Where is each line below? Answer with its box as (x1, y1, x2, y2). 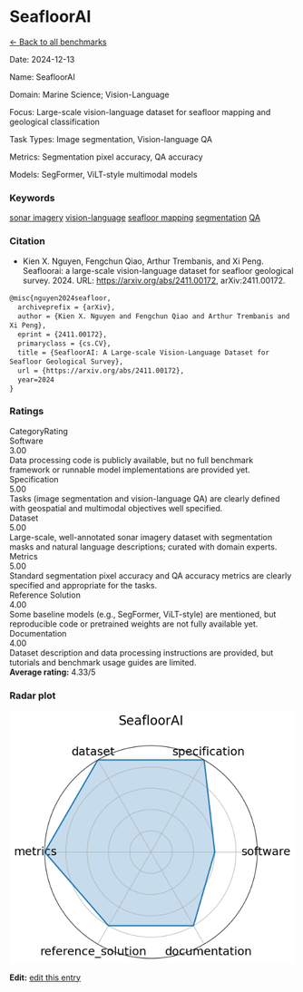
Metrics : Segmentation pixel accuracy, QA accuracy (9, 151, 203, 162)
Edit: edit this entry (9, 972, 82, 983)
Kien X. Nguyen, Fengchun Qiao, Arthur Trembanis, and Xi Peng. (22, 256, 265, 267)
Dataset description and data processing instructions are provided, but (9, 647, 274, 658)
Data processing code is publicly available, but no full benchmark (9, 454, 254, 465)
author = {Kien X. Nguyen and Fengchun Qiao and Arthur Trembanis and (17, 311, 290, 321)
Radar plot (9, 689, 56, 702)
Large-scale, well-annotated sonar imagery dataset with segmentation (9, 531, 273, 542)
